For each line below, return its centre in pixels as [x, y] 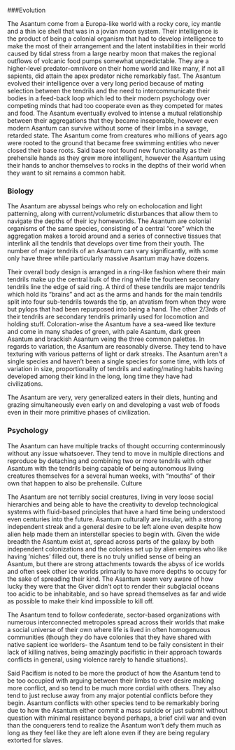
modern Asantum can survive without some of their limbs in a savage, [108, 128]
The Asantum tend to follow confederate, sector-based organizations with [114, 615]
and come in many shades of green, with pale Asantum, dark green [104, 332]
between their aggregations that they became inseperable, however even [113, 121]
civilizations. [25, 384]
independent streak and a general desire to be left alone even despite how [114, 526]
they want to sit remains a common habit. [67, 173]
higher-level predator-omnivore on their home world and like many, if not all [116, 68]
